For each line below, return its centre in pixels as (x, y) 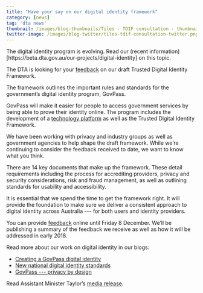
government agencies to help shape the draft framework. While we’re (93, 143)
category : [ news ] (28, 17)
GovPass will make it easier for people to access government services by (97, 106)
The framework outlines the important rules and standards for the (88, 87)
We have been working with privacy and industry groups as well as (90, 137)
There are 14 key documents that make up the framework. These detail (94, 168)
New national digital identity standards (63, 265)
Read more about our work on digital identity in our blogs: (78, 247)
